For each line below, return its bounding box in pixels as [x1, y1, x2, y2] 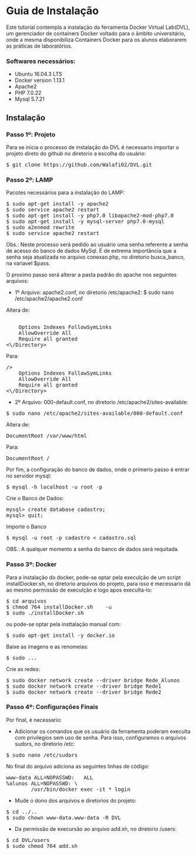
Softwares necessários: [6, 57, 76, 65]
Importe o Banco [6, 523, 47, 530]
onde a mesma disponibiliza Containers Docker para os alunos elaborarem [6, 36, 187, 43]
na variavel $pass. [6, 260, 51, 267]
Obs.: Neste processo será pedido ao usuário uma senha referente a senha [6, 241, 188, 248]
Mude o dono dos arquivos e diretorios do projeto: [14, 797, 137, 804]
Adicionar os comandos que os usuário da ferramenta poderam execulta [14, 728, 191, 735]
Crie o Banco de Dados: [6, 495, 64, 502]
